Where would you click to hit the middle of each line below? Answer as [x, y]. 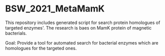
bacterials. [16, 33]
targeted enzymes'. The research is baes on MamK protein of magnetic [78, 27]
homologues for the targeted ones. [41, 48]
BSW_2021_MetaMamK [55, 9]
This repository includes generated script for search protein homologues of [83, 22]
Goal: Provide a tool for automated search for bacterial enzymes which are [82, 42]
